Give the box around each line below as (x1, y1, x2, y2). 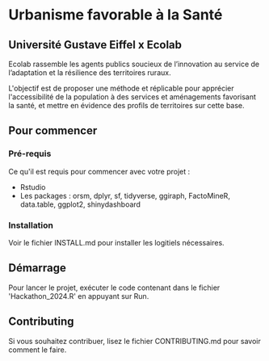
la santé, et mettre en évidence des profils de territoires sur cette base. (8, 101, 245, 110)
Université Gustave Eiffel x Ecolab (8, 38, 183, 52)
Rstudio (19, 182, 46, 191)
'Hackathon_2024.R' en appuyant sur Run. (8, 291, 149, 300)
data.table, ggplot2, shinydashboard (19, 199, 141, 209)
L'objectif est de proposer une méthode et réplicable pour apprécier (8, 83, 234, 93)
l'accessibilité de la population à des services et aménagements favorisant (8, 92, 257, 102)
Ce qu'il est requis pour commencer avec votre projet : (8, 166, 191, 176)
